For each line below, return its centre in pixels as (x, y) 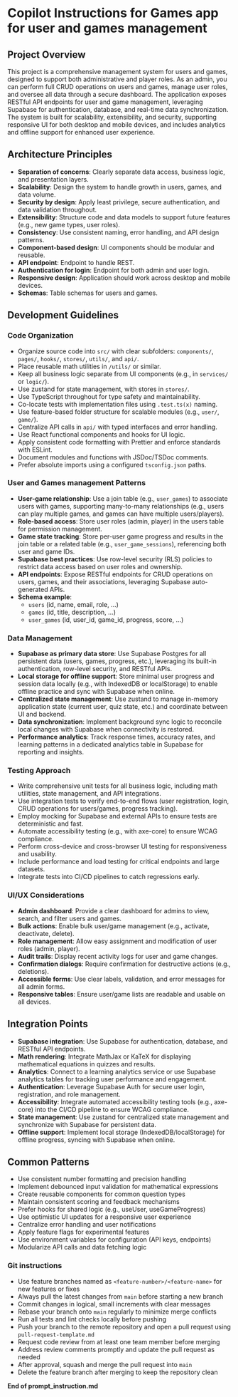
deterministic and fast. (50, 824)
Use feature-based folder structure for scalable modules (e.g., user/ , (118, 412)
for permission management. (60, 529)
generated (33, 589)
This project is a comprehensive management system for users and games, (118, 72)
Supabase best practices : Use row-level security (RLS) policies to (115, 559)
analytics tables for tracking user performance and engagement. (112, 1079)
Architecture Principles (60, 155)
